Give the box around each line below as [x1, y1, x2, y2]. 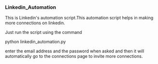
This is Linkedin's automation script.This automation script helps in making [5, 15, 154, 21]
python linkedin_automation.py [5, 39, 66, 45]
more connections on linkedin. [5, 20, 65, 26]
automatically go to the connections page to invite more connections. [5, 53, 143, 59]
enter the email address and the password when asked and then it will [5, 48, 144, 54]
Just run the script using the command [5, 30, 82, 35]
